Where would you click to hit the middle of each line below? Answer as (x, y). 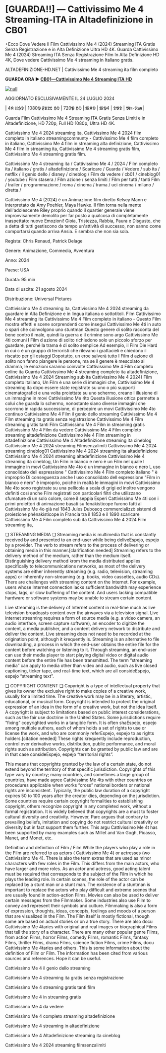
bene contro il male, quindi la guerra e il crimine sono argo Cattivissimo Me (82, 334)
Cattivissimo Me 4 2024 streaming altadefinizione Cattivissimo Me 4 (75, 456)
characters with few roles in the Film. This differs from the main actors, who (82, 863)
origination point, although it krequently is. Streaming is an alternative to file (82, 639)
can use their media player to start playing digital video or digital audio (77, 655)
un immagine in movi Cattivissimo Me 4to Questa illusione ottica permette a (82, 398)
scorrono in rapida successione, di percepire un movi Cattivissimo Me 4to (81, 408)
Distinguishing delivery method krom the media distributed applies (73, 561)
